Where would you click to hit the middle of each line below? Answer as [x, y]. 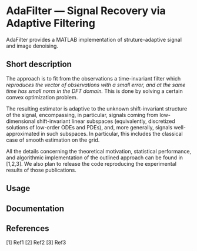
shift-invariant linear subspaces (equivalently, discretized [106, 121]
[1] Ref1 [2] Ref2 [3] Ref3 [36, 243]
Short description [39, 64]
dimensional [21, 121]
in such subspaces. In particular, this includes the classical [112, 133]
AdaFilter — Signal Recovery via [86, 11]
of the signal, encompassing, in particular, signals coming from [82, 115]
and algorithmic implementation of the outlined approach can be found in [95, 158]
